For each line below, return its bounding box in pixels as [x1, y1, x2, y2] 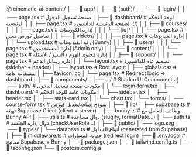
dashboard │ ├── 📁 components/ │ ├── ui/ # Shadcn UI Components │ [6, 76, 180, 83]
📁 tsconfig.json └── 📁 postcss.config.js [6, 145, 102, 151]
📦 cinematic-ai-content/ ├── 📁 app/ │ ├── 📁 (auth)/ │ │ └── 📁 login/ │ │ [6, 5, 185, 12]
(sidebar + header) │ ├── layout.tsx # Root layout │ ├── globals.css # [6, 64, 177, 70]
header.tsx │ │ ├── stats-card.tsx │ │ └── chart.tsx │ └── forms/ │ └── [6, 95, 184, 101]
